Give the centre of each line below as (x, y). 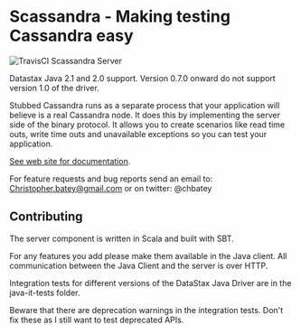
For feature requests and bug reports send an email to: (111, 179)
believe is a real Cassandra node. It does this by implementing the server (145, 115)
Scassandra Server (86, 60)
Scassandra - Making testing (120, 17)
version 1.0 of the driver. (54, 88)
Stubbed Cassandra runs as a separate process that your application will (145, 105)
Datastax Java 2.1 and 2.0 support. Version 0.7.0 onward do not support (142, 78)
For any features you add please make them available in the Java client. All (148, 255)
